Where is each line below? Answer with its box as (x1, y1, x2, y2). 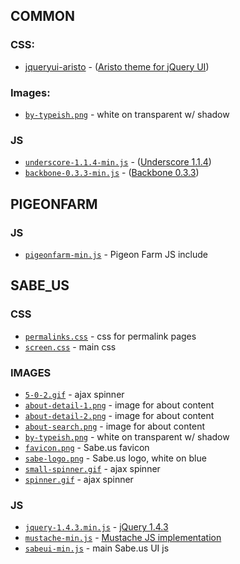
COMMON (10, 8, 76, 25)
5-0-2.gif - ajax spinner (24, 388, 125, 400)
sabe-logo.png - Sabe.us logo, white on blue (24, 452, 207, 464)
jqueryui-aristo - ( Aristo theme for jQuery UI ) (24, 60, 210, 73)
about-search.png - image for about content (24, 420, 205, 432)
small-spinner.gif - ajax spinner (24, 462, 161, 474)
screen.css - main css (24, 340, 117, 353)
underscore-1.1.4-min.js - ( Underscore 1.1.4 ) (24, 156, 212, 168)
